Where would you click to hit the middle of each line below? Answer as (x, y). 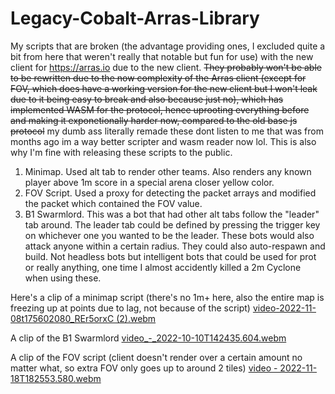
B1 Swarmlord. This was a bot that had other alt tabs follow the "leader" (172, 214)
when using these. (63, 278)
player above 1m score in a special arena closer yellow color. (149, 182)
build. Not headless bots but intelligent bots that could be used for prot (170, 256)
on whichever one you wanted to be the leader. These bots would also (169, 235)
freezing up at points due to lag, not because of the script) (130, 308)
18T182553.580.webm (56, 378)
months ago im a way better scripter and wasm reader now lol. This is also (163, 141)
